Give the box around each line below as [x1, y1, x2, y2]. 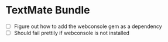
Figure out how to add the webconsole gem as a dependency [13, 23, 162, 30]
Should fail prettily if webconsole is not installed [13, 30, 130, 36]
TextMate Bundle [5, 3, 90, 17]
